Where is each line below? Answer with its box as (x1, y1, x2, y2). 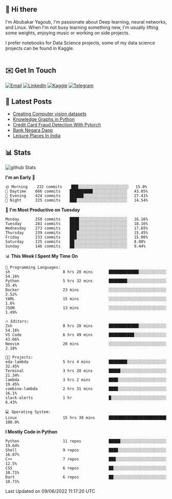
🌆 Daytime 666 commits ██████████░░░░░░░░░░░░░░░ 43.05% (5, 189, 148, 194)
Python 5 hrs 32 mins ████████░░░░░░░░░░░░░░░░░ (5, 279, 167, 284)
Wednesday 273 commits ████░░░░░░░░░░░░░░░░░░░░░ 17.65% (5, 226, 148, 231)
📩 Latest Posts (5, 97, 52, 106)
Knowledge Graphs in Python (12, 116, 75, 122)
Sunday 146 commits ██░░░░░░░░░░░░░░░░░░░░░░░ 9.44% (5, 244, 146, 249)
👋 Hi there (5, 5, 37, 14)
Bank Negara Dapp (12, 127, 53, 134)
